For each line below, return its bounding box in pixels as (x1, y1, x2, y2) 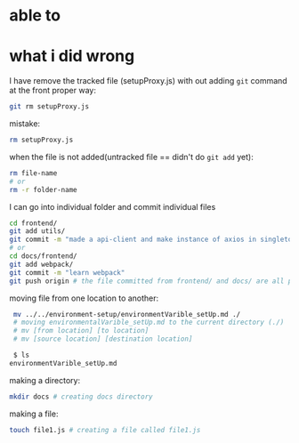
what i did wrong (9, 46, 135, 67)
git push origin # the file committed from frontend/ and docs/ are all (9, 277, 285, 286)
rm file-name (9, 168, 58, 178)
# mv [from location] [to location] (12, 326, 149, 335)
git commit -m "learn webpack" (9, 268, 125, 277)
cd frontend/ (9, 219, 58, 228)
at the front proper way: (9, 85, 96, 96)
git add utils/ (9, 227, 66, 236)
